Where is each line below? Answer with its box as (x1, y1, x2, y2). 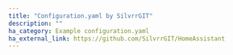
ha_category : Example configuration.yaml (8, 27, 150, 35)
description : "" (8, 19, 63, 27)
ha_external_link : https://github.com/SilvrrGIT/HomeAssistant (8, 34, 226, 43)
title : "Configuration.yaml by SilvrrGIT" (8, 11, 153, 20)
